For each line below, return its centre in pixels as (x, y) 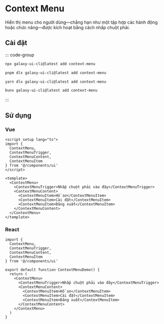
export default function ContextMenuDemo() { (52, 270)
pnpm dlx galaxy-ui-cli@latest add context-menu (56, 73)
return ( (18, 274)
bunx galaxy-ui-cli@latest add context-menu (51, 91)
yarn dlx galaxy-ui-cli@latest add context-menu (56, 82)
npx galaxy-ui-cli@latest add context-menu (50, 64)
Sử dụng (18, 115)
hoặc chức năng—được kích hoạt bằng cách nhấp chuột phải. (68, 27)
